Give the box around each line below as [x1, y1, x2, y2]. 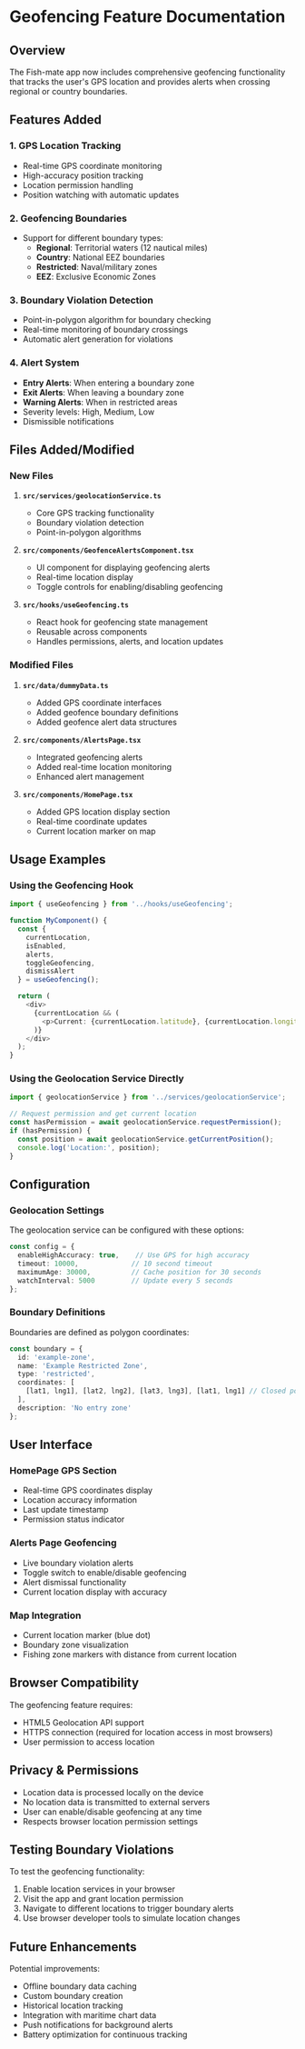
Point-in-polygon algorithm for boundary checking [22, 315, 212, 325]
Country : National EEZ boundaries [35, 252, 165, 263]
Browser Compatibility [9, 1675, 139, 1691]
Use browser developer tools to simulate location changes [22, 1913, 241, 1924]
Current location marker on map [35, 825, 156, 836]
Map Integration [9, 1609, 82, 1622]
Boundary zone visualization [22, 1639, 129, 1650]
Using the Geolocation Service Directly [9, 1073, 184, 1085]
